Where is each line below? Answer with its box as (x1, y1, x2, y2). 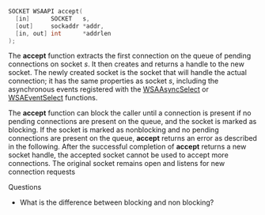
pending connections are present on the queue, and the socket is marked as (8, 117, 257, 126)
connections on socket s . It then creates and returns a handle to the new (8, 59, 245, 69)
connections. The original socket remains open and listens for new (8, 159, 225, 168)
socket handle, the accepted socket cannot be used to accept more (8, 150, 229, 160)
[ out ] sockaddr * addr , (15, 22, 104, 30)
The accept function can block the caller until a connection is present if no (8, 108, 252, 118)
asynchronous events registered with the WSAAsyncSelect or (8, 85, 210, 94)
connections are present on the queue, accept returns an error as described (8, 134, 257, 143)
